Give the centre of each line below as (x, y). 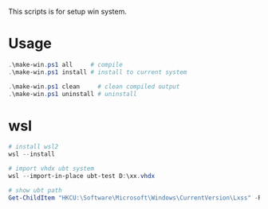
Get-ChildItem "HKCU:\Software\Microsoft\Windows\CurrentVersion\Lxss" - (134, 198)
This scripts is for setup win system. (68, 12)
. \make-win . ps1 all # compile (66, 64)
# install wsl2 (33, 147)
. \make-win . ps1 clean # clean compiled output (94, 87)
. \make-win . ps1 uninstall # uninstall (73, 94)
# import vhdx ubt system (51, 169)
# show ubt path (35, 190)
